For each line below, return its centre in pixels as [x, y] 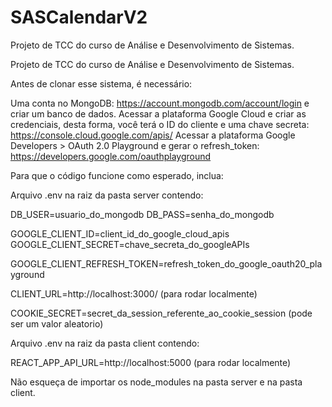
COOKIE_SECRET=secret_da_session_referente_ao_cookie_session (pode [161, 313]
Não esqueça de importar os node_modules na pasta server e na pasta [156, 382]
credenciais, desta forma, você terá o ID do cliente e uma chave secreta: [160, 124]
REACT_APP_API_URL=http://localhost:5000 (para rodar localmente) [151, 362]
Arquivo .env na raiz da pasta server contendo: [107, 195]
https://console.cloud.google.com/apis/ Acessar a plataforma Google [153, 135]
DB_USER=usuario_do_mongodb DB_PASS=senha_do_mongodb [142, 214]
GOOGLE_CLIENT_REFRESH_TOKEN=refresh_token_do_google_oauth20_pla [166, 263]
